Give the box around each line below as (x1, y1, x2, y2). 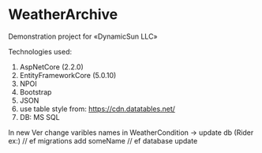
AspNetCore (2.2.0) (19, 62, 84, 72)
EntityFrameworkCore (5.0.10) (19, 70, 117, 80)
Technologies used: (8, 47, 73, 56)
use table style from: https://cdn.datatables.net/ (19, 104, 176, 114)
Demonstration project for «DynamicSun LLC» (8, 32, 158, 41)
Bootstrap (19, 87, 52, 96)
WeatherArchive (8, 6, 118, 24)
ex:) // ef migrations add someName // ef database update (8, 136, 198, 145)
